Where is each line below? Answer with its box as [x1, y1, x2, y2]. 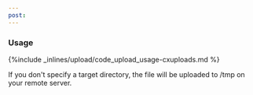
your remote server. [8, 78, 72, 87]
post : [8, 11, 26, 19]
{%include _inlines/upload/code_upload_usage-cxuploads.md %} [8, 55, 220, 64]
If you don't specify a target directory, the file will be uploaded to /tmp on [8, 69, 245, 79]
